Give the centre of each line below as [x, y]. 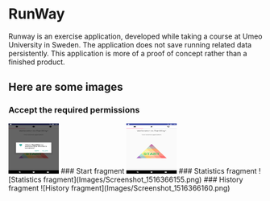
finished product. [37, 62]
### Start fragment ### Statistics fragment [158, 170]
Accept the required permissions [74, 110]
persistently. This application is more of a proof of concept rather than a [128, 53]
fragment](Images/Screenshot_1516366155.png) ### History [143, 179]
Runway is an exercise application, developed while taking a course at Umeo [135, 36]
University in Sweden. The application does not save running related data [130, 44]
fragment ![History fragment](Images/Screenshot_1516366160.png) [119, 188]
